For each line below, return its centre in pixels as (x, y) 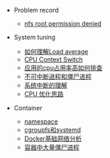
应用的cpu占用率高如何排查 (63, 68)
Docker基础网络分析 (53, 138)
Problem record (36, 10)
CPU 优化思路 (44, 94)
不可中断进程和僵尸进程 (58, 77)
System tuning (34, 37)
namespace (41, 121)
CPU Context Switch (54, 59)
